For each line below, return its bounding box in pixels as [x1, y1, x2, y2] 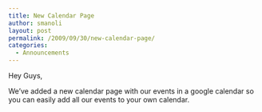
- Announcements [15, 49, 69, 57]
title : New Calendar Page [8, 11, 94, 20]
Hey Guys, [8, 71, 43, 80]
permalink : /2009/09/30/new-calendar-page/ [8, 34, 156, 42]
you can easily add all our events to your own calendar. [8, 95, 190, 104]
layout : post [8, 26, 52, 34]
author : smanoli [8, 19, 62, 27]
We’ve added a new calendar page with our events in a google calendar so [8, 86, 254, 96]
